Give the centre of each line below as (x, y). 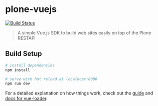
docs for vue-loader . (26, 98)
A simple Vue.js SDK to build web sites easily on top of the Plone (84, 32)
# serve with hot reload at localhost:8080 (51, 79)
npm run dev (18, 83)
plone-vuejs (31, 9)
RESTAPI (27, 38)
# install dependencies (30, 65)
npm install (18, 70)
